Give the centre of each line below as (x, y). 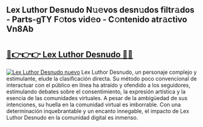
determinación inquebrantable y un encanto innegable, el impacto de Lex (98, 111)
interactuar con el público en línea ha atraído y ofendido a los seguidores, (98, 85)
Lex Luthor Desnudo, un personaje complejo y (139, 72)
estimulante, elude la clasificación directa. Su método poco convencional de (102, 78)
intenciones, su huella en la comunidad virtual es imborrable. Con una (94, 104)
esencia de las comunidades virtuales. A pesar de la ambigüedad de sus (97, 98)
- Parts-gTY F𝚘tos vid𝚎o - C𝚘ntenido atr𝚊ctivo (97, 20)
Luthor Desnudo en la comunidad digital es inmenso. (72, 118)
